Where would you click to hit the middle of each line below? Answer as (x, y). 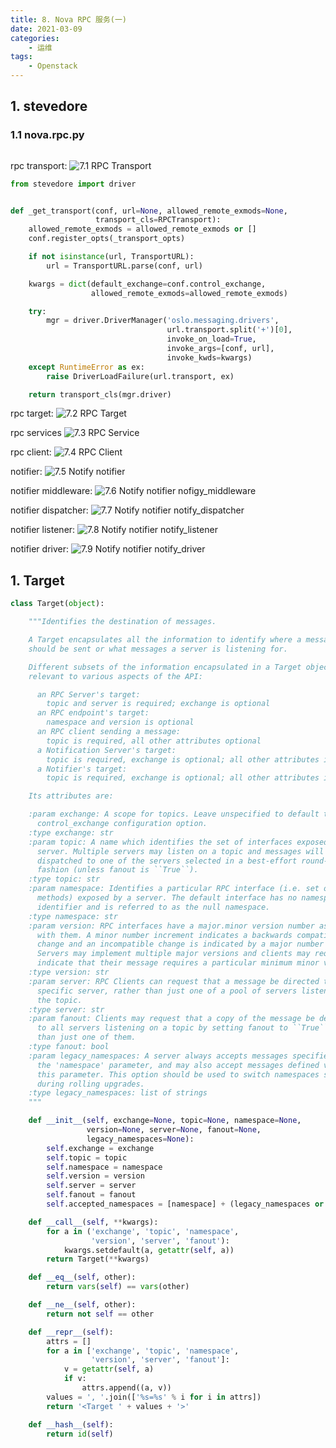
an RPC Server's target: (88, 694)
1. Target (37, 580)
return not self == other (100, 1314)
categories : (35, 38)
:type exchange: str (71, 832)
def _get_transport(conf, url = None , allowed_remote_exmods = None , (149, 211)
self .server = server (91, 1186)
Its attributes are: (71, 796)
